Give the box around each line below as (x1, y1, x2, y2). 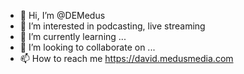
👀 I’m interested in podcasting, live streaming (19, 20, 206, 32)
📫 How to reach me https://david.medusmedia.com (19, 53, 234, 64)
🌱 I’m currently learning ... (19, 31, 127, 42)
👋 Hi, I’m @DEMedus (19, 10, 106, 21)
